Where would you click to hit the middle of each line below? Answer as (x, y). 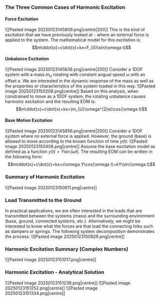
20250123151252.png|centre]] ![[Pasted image (51, 288)
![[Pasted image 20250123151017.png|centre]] (51, 260)
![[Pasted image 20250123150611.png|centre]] (51, 187)
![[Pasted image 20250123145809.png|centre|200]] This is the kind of (75, 30)
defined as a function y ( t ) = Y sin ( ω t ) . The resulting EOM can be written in (79, 151)
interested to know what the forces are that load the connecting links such (79, 226)
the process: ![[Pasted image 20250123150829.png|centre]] (65, 236)
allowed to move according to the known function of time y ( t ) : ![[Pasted (76, 141)
